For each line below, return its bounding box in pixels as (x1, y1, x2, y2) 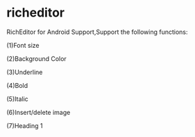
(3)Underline (6, 68, 43, 76)
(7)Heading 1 (6, 121, 43, 129)
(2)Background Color (6, 54, 67, 63)
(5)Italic (6, 95, 28, 103)
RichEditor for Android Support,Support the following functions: (6, 28, 188, 36)
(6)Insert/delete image (6, 108, 71, 116)
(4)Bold (6, 81, 28, 89)
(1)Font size (6, 41, 40, 49)
